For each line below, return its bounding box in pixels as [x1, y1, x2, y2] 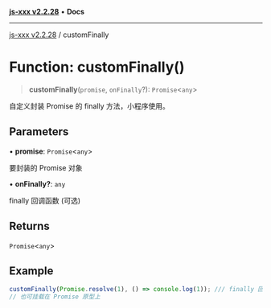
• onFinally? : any [9, 179, 66, 188]
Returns [9, 220, 51, 233]
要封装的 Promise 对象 [9, 162, 83, 172]
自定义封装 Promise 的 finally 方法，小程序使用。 [9, 101, 170, 111]
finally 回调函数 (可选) [9, 195, 81, 205]
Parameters [9, 125, 69, 139]
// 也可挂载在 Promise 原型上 [9, 293, 101, 301]
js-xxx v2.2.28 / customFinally [9, 30, 109, 39]
